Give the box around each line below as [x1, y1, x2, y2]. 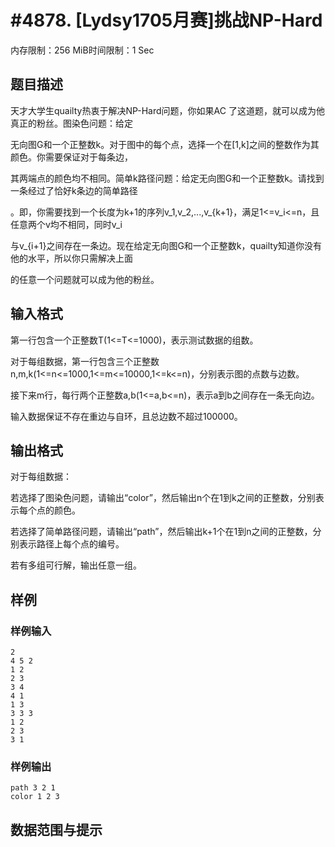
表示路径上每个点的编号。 [18, 538, 125, 550]
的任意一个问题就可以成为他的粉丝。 [10, 273, 160, 285]
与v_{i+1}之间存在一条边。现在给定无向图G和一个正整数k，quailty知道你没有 [10, 239, 322, 251]
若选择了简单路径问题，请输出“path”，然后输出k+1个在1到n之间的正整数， [10, 526, 313, 538]
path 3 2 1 [10, 783, 56, 793]
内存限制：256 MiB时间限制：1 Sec [10, 44, 155, 56]
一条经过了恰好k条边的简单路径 [10, 184, 138, 196]
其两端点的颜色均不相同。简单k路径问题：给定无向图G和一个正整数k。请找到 [10, 172, 325, 184]
